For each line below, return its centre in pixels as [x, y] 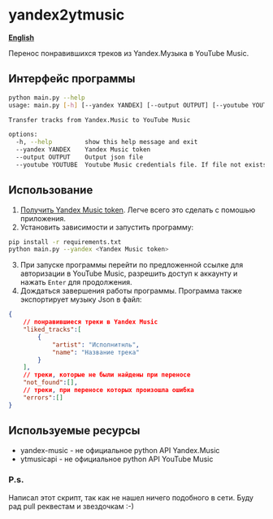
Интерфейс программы [72, 79]
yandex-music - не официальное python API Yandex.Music [120, 450]
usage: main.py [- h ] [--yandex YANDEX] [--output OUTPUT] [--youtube [129, 105]
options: [23, 135]
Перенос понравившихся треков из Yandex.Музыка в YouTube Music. [129, 53]
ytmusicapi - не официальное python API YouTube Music [117, 459]
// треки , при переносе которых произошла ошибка [109, 390]
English [22, 37]
